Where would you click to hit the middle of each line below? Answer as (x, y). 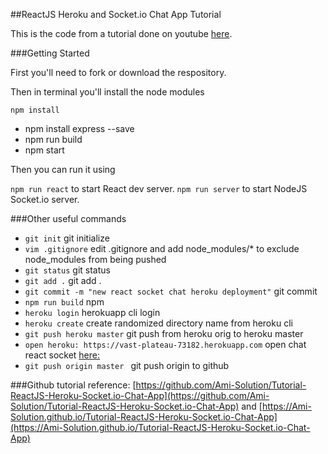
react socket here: (62, 355)
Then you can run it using (63, 169)
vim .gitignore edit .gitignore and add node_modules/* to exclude (162, 248)
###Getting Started (50, 53)
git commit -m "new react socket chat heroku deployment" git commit (171, 291)
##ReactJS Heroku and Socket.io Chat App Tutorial (116, 14)
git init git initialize (67, 238)
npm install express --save (79, 128)
